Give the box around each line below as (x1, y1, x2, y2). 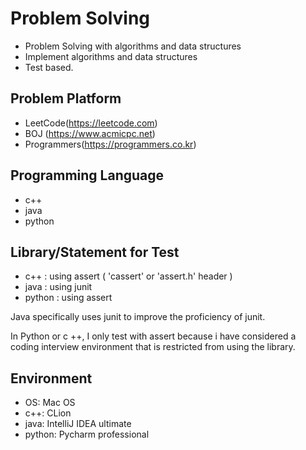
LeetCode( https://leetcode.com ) (24, 117, 158, 129)
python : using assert (24, 292, 113, 304)
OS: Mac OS (24, 397, 76, 409)
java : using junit (24, 281, 93, 293)
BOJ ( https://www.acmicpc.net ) (24, 127, 156, 139)
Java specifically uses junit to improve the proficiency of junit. (10, 311, 266, 323)
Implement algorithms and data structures (24, 50, 198, 62)
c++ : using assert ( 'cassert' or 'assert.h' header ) (24, 270, 233, 282)
